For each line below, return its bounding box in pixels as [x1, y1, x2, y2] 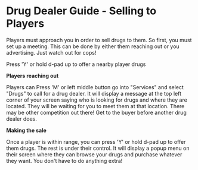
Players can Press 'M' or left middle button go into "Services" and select [6, 83, 184, 90]
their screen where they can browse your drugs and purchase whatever [6, 150, 182, 158]
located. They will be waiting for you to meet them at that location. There [6, 102, 185, 109]
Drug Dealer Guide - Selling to [6, 4, 157, 18]
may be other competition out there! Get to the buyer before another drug [6, 109, 187, 116]
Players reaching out [6, 72, 59, 79]
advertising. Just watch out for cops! [6, 49, 97, 56]
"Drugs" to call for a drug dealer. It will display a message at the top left [6, 90, 182, 97]
